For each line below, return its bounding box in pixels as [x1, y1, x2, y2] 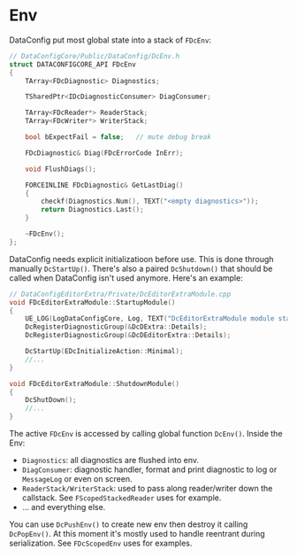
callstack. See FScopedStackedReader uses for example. [21, 492, 222, 503]
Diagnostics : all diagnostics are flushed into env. [21, 455, 200, 466]
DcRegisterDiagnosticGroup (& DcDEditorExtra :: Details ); [25, 331, 232, 340]
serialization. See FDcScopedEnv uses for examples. [9, 538, 193, 549]
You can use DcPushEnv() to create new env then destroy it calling [9, 519, 248, 530]
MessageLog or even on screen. [21, 474, 133, 484]
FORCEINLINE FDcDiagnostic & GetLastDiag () [25, 181, 184, 190]
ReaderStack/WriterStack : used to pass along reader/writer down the [21, 484, 273, 494]
